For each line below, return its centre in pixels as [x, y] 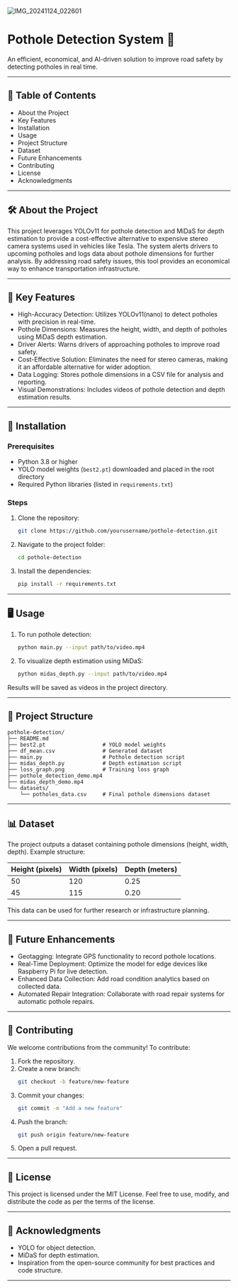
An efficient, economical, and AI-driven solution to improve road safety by [115, 59]
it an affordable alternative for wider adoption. [85, 367]
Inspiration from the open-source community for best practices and [116, 1263]
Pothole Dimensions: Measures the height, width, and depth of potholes [122, 329]
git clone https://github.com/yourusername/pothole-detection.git [118, 531]
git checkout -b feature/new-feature [73, 1081]
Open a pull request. [47, 1148]
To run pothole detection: [55, 634]
